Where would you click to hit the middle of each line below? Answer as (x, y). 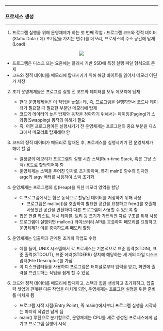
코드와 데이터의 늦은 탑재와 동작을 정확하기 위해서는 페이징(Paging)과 (85, 114)
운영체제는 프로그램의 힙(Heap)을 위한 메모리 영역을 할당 (66, 188)
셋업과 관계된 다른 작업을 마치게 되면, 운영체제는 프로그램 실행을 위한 (82, 289)
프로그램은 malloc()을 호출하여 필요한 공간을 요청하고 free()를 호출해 (91, 204)
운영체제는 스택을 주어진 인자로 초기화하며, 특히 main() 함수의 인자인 (84, 171)
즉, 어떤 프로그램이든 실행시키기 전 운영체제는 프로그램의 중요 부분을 (83, 126)
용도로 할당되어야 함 (45, 165)
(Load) (19, 44)
